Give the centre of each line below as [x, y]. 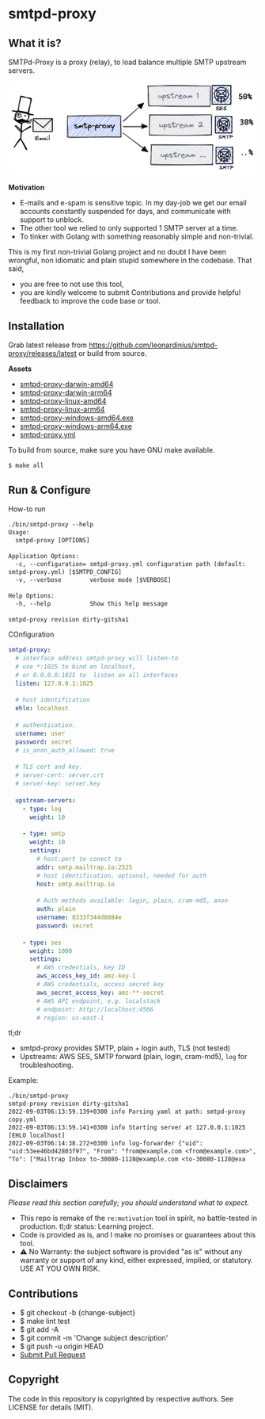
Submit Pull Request [52, 1355]
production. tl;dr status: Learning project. [87, 1226]
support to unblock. [52, 220]
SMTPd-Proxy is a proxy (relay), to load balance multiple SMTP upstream [127, 62]
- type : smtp [44, 834]
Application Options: [44, 557]
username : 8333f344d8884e [79, 918]
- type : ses [42, 943]
